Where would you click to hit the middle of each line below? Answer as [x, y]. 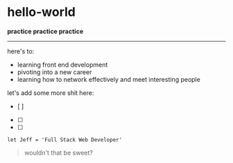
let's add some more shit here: [51, 93]
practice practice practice [45, 31]
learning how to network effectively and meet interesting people [109, 79]
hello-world [42, 12]
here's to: [21, 51]
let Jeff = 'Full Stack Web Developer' [65, 139]
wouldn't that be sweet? [59, 153]
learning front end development [62, 65]
